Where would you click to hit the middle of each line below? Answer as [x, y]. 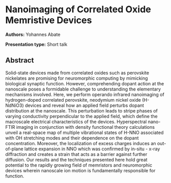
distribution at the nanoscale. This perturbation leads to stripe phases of [81, 110]
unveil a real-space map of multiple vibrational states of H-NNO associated [84, 132]
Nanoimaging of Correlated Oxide [78, 9]
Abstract [20, 61]
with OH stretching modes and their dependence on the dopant [72, 138]
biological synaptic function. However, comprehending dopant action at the [85, 83]
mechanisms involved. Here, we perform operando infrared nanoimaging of [85, 94]
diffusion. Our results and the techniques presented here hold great [76, 159]
